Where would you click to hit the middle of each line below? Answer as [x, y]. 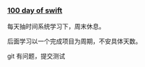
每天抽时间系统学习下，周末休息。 [56, 27]
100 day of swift [35, 10]
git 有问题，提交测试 [36, 56]
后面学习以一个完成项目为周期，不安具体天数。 [74, 41]
